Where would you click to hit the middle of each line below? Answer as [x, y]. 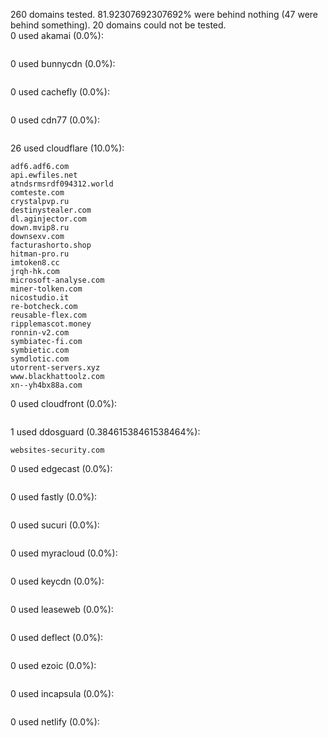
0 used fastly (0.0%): [54, 497]
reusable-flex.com [48, 315]
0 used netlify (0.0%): [55, 722]
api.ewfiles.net [44, 175]
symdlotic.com [40, 359]
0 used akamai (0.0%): [57, 35]
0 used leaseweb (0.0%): [62, 609]
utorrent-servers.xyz [55, 368]
